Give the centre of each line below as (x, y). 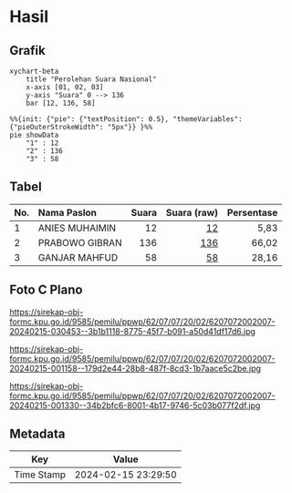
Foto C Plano (46, 290)
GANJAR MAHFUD (78, 257)
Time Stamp (40, 475)
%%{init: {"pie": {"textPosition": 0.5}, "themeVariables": (126, 119)
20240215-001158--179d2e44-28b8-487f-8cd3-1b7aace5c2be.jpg (136, 368)
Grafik (27, 51)
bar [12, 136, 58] (61, 103)
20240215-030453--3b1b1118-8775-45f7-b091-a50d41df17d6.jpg (132, 331)
